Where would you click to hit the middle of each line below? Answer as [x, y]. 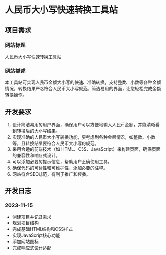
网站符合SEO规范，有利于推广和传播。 [51, 174]
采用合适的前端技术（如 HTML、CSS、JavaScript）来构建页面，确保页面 [86, 149]
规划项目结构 [25, 223]
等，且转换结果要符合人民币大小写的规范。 [56, 143]
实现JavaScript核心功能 [36, 235]
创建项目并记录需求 [32, 217]
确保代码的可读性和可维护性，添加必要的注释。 [60, 168]
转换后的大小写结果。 [38, 131]
